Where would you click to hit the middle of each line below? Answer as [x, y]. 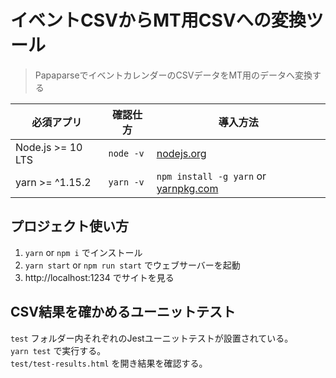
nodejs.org [181, 153]
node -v [126, 153]
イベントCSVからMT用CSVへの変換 [158, 20]
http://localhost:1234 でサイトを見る [99, 277]
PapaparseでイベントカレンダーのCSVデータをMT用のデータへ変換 [173, 75]
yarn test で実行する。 [58, 350]
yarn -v [126, 182]
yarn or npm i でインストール [83, 252]
